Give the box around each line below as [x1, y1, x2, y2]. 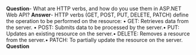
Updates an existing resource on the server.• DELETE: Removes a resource [6, 30, 190, 37]
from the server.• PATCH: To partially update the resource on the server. [6, 37, 183, 43]
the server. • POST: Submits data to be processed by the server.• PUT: [6, 24, 180, 31]
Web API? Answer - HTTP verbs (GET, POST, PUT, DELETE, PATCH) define [6, 11, 189, 18]
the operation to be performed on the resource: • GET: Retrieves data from [6, 18, 189, 24]
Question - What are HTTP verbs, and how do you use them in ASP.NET [6, 5, 182, 12]
